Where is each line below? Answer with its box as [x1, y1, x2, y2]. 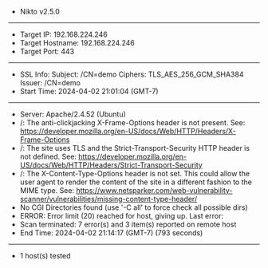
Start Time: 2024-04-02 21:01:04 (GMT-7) [19, 87, 159, 96]
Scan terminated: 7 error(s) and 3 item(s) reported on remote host [19, 219, 237, 229]
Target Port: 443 [19, 47, 75, 56]
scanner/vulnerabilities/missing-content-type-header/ [19, 195, 198, 203]
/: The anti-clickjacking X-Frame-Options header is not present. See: [19, 118, 246, 127]
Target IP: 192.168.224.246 [19, 30, 108, 39]
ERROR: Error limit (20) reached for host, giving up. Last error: [19, 211, 223, 220]
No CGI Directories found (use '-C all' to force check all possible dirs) [19, 203, 249, 212]
